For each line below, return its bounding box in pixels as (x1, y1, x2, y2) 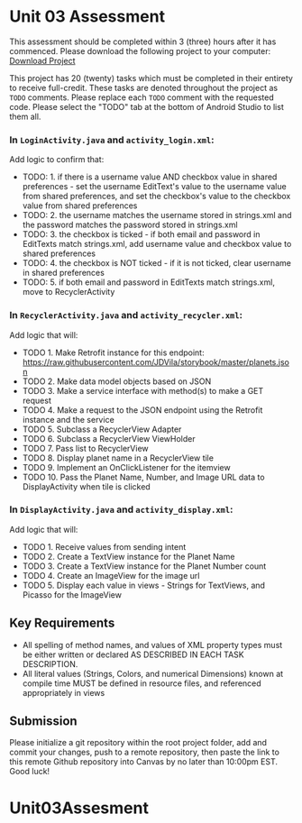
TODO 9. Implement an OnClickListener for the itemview (22, 462, 232, 472)
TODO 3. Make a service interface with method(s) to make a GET (22, 385, 264, 396)
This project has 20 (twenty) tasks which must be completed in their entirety (9, 72, 293, 83)
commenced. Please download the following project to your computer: (9, 45, 271, 56)
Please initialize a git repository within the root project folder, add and (9, 737, 268, 748)
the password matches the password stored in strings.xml (22, 219, 238, 231)
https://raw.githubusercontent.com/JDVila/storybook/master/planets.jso (22, 356, 290, 367)
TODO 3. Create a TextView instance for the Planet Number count (22, 561, 267, 572)
